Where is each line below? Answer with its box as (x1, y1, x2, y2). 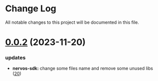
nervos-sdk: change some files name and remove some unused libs (12, 65, 154, 72)
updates (5, 54, 26, 61)
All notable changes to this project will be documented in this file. (5, 19, 140, 25)
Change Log (5, 3, 56, 14)
